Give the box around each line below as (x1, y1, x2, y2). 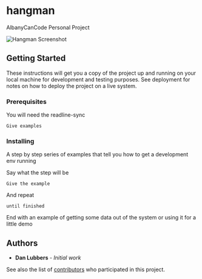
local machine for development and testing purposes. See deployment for (6, 75, 190, 83)
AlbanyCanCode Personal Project (6, 24, 90, 31)
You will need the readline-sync (6, 111, 86, 119)
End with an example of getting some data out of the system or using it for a (6, 214, 196, 221)
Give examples (6, 123, 42, 129)
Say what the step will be (6, 169, 69, 176)
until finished (6, 203, 45, 210)
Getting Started (6, 53, 66, 64)
